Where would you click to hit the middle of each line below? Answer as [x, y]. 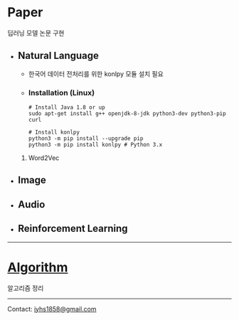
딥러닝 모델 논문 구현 [36, 33]
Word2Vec [44, 158]
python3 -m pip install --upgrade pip [86, 139]
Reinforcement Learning [73, 229]
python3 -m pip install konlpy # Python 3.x [95, 145]
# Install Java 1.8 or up [67, 107]
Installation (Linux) [61, 92]
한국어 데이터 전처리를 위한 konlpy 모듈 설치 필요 [96, 74]
